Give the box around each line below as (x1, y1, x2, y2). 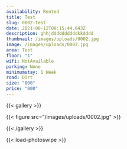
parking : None (6, 63, 41, 70)
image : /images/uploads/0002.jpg (6, 42, 89, 48)
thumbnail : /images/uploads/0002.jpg (6, 36, 99, 42)
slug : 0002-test (6, 20, 46, 25)
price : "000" (6, 86, 38, 92)
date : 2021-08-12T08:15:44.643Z (6, 25, 86, 31)
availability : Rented (6, 8, 60, 15)
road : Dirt (6, 74, 33, 80)
